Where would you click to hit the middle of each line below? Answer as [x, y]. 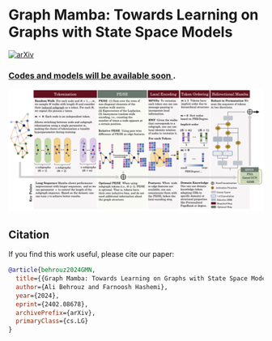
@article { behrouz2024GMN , [52, 270]
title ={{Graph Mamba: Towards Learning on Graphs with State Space [132, 279]
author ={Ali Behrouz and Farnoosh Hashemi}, [92, 287]
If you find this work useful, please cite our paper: [91, 254]
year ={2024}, [38, 296]
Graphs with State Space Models [121, 32]
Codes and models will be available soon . [92, 75]
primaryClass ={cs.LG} [52, 322]
